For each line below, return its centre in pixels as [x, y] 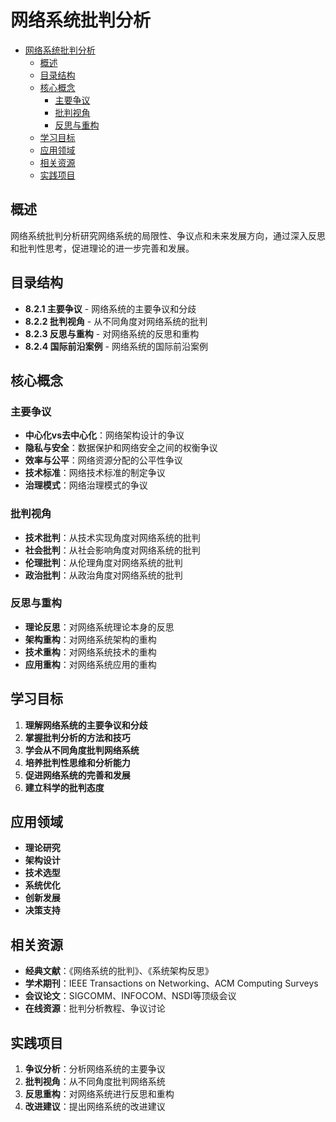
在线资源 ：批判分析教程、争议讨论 [95, 1008]
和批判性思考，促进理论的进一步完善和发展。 [102, 248]
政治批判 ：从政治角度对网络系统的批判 [103, 575]
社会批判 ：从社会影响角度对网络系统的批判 [112, 550]
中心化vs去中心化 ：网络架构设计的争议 [104, 435]
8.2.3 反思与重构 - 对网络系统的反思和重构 [112, 333]
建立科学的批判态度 [64, 787]
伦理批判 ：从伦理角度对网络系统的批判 [103, 562]
